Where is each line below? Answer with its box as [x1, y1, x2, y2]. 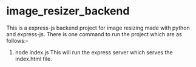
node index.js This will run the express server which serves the [15, 48, 173, 56]
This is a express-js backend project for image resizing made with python [6, 24, 190, 31]
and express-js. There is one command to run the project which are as [6, 30, 182, 37]
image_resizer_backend [6, 4, 130, 18]
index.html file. [15, 55, 53, 62]
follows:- [6, 37, 29, 44]
